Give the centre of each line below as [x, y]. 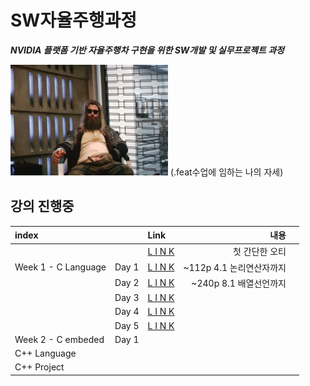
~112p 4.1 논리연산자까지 [235, 267]
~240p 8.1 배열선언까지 [239, 283]
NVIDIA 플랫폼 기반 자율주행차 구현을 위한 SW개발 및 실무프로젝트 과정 [147, 50]
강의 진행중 [42, 206]
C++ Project [39, 367]
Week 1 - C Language [60, 267]
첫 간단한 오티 [260, 252]
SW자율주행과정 [73, 20]
